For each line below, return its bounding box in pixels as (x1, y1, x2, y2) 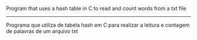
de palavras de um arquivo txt (6, 28, 78, 34)
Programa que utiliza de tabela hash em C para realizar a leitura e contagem (6, 21, 190, 28)
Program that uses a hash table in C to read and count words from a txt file (6, 5, 186, 12)
